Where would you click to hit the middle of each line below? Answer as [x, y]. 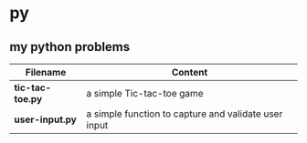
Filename [46, 72]
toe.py [28, 99]
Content [190, 72]
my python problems [70, 47]
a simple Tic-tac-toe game [145, 93]
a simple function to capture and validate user [185, 114]
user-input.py [46, 119]
